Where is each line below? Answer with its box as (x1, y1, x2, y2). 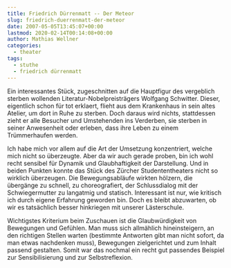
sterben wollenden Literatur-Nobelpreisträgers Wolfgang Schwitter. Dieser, (7, 94, 221, 102)
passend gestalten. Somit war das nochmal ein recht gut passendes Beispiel (7, 246, 225, 254)
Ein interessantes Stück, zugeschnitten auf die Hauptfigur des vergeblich (7, 87, 215, 95)
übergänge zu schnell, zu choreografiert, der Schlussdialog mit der (7, 181, 198, 189)
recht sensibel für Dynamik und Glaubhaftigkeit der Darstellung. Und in (7, 159, 209, 167)
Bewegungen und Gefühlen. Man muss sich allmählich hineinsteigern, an (7, 224, 214, 232)
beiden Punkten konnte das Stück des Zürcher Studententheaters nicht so (7, 166, 219, 175)
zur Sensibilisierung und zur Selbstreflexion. (7, 253, 133, 261)
